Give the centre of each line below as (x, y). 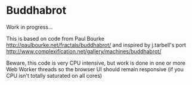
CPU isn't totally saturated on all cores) (54, 75)
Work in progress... (30, 27)
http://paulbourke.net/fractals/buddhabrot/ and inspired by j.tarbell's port (96, 45)
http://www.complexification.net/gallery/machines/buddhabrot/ (84, 51)
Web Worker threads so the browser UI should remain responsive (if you (95, 69)
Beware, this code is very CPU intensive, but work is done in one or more (96, 63)
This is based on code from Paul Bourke (55, 38)
